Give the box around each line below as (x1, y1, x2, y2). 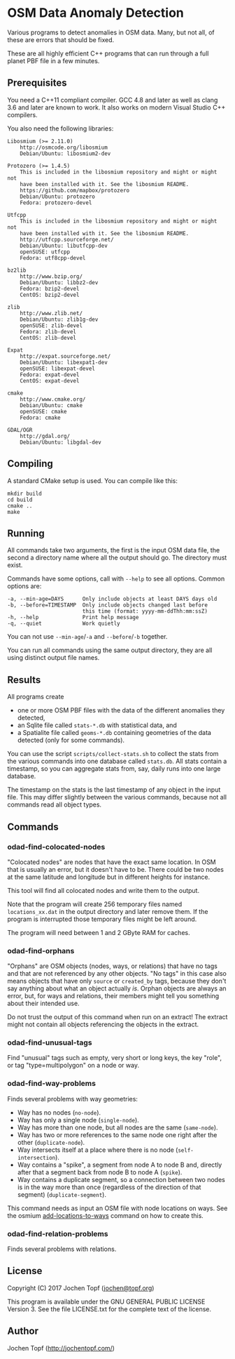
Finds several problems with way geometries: (7, 1094, 138, 1103)
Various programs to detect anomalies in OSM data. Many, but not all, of (7, 28, 215, 37)
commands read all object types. (7, 800, 102, 809)
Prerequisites (7, 77, 67, 89)
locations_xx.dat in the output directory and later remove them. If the (7, 907, 208, 915)
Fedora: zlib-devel (20, 328, 77, 335)
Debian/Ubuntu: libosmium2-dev (20, 150, 111, 157)
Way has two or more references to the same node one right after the (17, 1130, 218, 1139)
